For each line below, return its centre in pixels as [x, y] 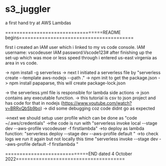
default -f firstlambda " [55, 144]
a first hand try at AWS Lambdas [38, 23]
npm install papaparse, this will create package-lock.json [67, 83]
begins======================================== [69, 38]
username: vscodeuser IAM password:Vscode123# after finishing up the [79, 52]
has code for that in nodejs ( [34, 103]
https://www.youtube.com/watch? [97, 103]
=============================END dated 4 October [69, 154]
